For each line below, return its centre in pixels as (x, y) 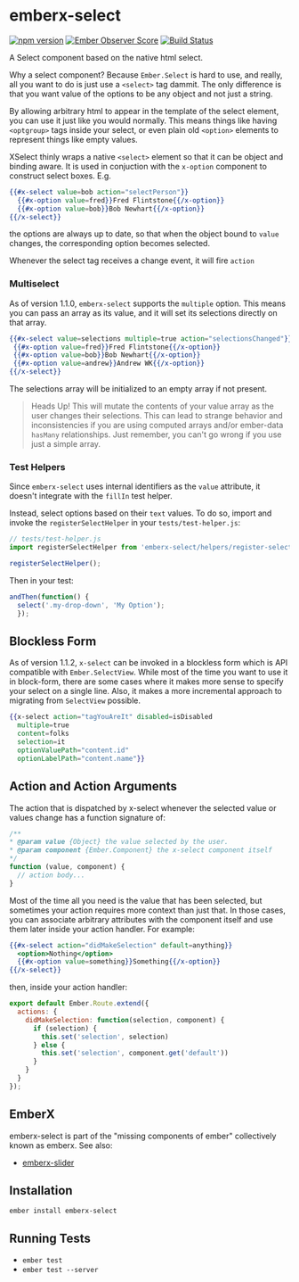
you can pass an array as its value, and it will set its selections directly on (143, 312)
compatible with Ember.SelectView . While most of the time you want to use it (149, 672)
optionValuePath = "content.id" (73, 750)
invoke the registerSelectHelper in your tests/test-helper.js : (125, 523)
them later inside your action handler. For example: (102, 929)
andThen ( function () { (49, 597)
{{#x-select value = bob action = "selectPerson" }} (99, 192)
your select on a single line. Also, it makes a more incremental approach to (145, 691)
